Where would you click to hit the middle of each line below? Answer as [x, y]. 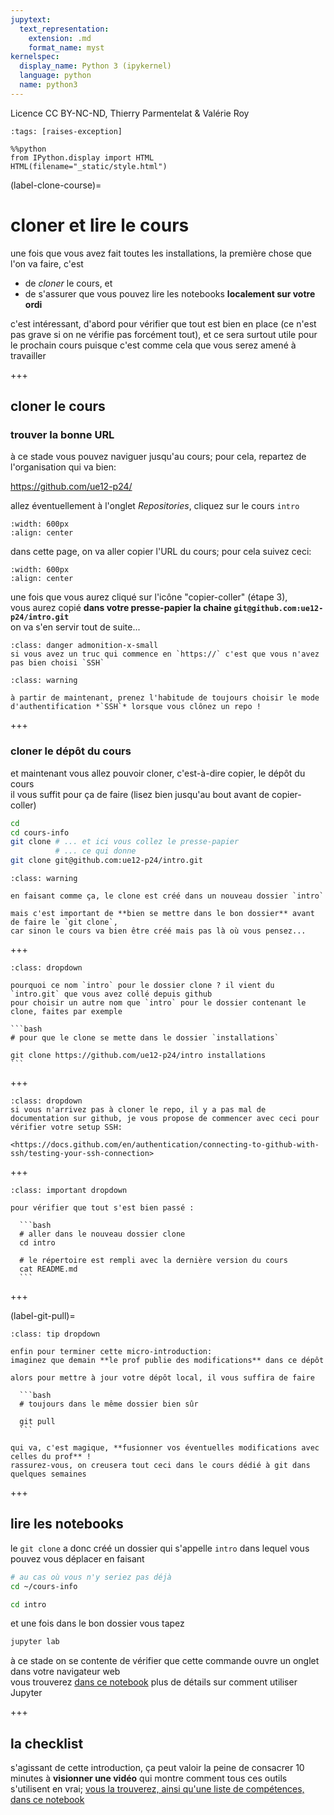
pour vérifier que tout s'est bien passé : [102, 1208]
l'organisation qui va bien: [63, 467]
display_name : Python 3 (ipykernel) [95, 66]
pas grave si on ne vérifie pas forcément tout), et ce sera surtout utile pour [164, 334]
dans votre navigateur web [65, 1672]
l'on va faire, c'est [47, 263]
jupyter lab [35, 1642]
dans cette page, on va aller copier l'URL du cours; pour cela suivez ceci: [161, 552]
